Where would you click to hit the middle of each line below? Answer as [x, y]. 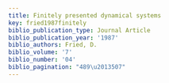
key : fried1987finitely [48, 23]
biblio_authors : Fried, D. [53, 45]
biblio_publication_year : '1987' [63, 38]
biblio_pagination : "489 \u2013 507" [67, 67]
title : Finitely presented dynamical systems [84, 15]
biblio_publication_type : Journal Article [79, 30]
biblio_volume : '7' [40, 52]
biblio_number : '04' [42, 60]
